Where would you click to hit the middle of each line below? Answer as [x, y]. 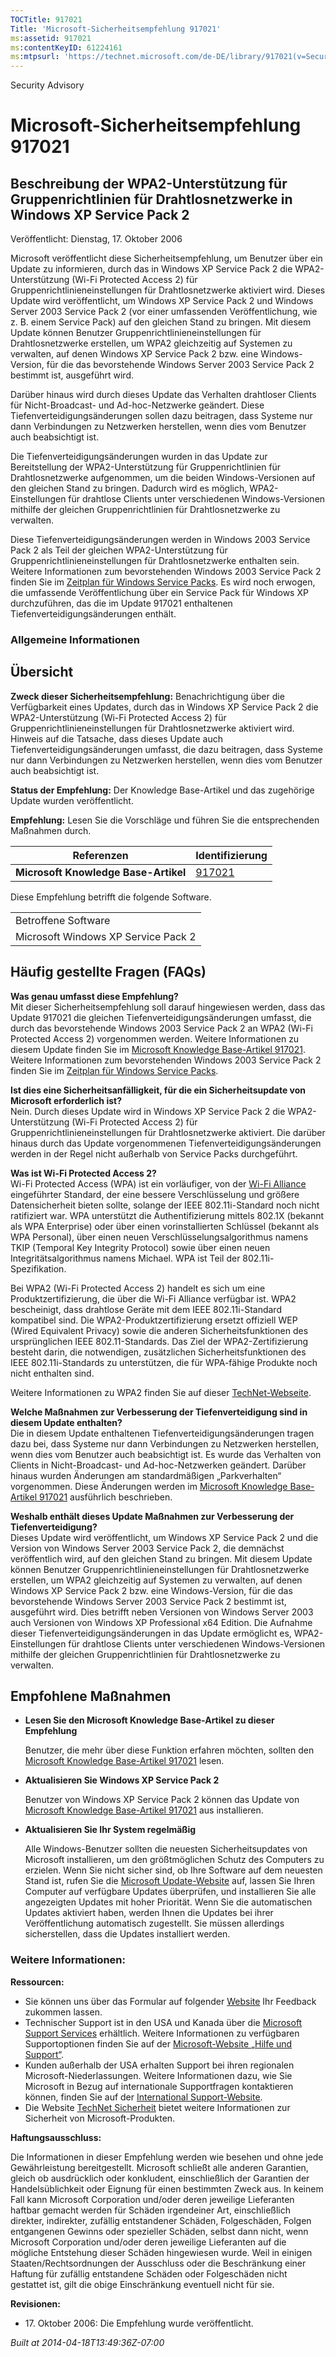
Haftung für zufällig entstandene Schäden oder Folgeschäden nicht [149, 2273]
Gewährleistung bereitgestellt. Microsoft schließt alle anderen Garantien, [159, 2167]
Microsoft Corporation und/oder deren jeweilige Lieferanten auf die [148, 2242]
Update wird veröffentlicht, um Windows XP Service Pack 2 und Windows [162, 301]
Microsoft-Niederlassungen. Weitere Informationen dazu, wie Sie [158, 2075]
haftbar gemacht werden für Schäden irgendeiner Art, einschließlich [150, 2210]
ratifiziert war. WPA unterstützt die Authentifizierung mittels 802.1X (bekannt [167, 1215]
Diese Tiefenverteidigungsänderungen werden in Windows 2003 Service [160, 540]
